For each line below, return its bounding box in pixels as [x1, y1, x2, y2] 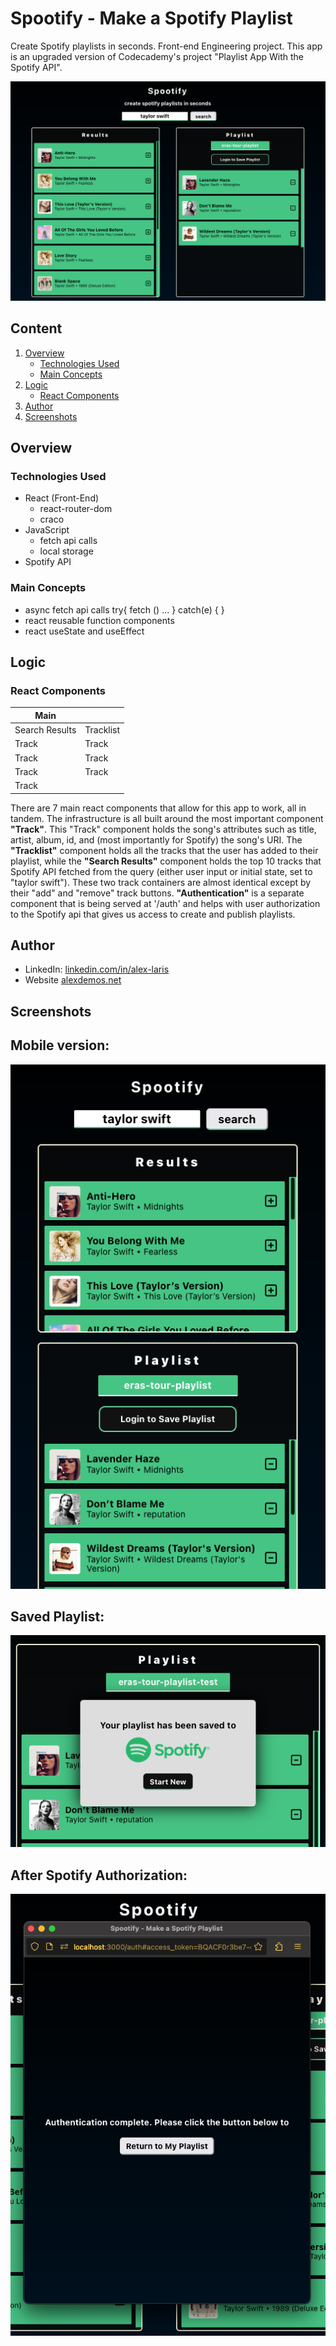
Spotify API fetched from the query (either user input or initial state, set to [10, 865, 313, 877]
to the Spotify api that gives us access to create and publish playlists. [10, 908, 296, 920]
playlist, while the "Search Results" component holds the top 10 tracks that [10, 855, 322, 867]
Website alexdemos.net [24, 974, 122, 986]
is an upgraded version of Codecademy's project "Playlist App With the [10, 50, 305, 62]
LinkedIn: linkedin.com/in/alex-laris [24, 963, 170, 976]
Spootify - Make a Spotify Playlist [10, 7, 293, 30]
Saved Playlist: [10, 1608, 105, 1625]
